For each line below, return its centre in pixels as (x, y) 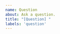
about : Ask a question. (31, 14)
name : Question (21, 10)
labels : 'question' (26, 24)
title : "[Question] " (28, 19)
